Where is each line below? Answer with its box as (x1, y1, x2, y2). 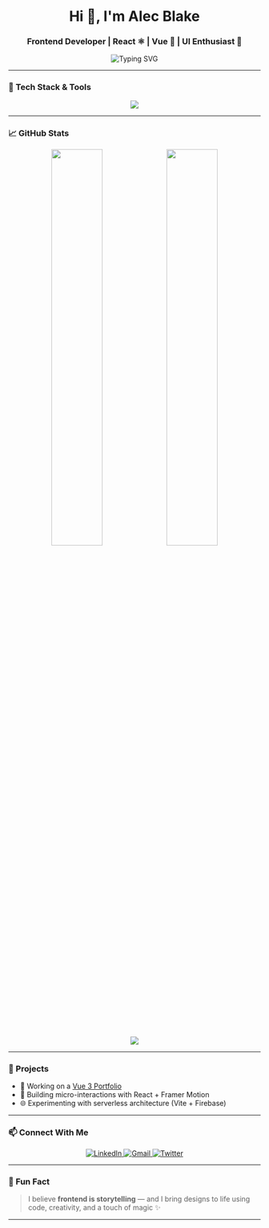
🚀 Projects (8, 1063, 50, 1074)
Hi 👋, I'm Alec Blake (69, 7, 200, 26)
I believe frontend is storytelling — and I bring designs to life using (27, 1193, 251, 1203)
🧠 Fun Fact (8, 1176, 50, 1187)
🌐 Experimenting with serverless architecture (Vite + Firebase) (19, 1099, 227, 1108)
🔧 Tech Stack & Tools (8, 82, 92, 93)
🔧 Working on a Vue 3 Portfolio (19, 1081, 122, 1091)
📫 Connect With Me (8, 1127, 89, 1138)
